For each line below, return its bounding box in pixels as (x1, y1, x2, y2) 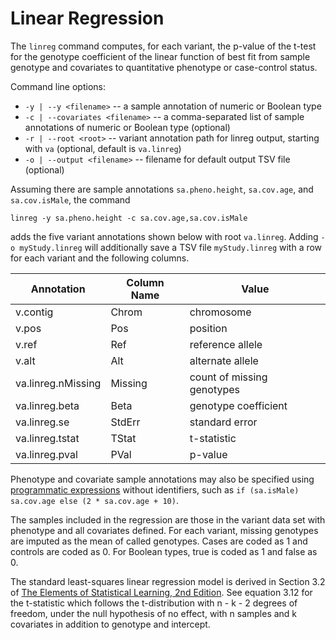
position (189, 321, 228, 335)
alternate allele (189, 353, 259, 367)
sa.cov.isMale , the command (10, 193, 131, 206)
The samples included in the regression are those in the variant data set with (10, 513, 326, 526)
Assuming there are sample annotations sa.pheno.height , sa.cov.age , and (10, 183, 314, 195)
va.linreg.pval (15, 447, 78, 461)
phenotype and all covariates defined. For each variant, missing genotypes (10, 524, 319, 536)
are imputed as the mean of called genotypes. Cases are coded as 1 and (10, 535, 308, 547)
